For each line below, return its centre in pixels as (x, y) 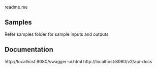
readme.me (16, 7)
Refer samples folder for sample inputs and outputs (57, 34)
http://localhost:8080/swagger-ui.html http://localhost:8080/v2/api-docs (78, 61)
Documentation (29, 50)
